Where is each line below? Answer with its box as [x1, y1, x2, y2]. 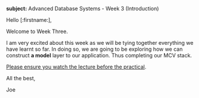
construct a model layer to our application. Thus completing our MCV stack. [6, 52, 192, 58]
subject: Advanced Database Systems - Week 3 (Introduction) [6, 5, 159, 12]
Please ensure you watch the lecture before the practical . [6, 63, 147, 70]
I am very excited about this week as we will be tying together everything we [6, 40, 194, 46]
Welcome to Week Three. [6, 28, 68, 35]
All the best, [6, 75, 36, 81]
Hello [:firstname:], [6, 17, 52, 23]
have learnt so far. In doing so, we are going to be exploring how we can [6, 45, 183, 53]
